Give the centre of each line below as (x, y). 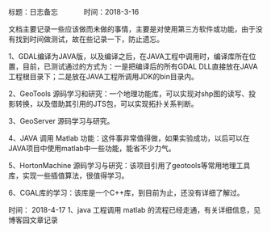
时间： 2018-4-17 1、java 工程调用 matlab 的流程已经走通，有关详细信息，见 (134, 210)
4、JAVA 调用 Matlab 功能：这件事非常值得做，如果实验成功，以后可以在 (129, 138)
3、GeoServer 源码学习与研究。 (61, 121)
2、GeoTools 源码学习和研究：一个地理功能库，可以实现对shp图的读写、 (129, 94)
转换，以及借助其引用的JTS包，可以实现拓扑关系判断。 (107, 104)
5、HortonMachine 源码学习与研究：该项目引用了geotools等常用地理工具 (129, 165)
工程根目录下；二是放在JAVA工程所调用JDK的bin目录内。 (104, 76)
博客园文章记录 (33, 220)
